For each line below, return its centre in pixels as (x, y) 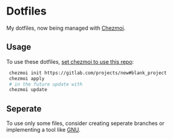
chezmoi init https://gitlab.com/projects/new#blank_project (88, 73)
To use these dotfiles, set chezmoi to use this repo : (70, 61)
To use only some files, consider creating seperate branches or (86, 123)
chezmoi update (28, 90)
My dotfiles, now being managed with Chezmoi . (66, 28)
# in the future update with (46, 84)
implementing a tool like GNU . (43, 130)
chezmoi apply (27, 78)
